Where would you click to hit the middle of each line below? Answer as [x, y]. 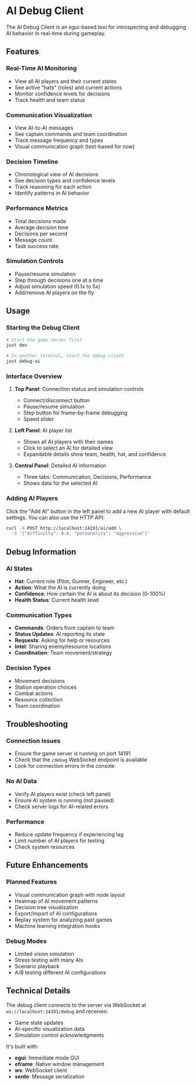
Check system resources [44, 847]
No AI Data [21, 781]
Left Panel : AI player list [43, 430]
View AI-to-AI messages [44, 128]
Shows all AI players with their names [68, 442]
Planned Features [32, 882]
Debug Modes [26, 941]
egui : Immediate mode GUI [47, 1058]
